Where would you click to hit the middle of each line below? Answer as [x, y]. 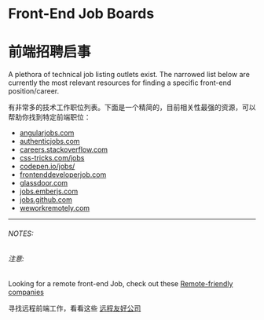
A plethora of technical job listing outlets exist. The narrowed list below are [129, 75]
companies [26, 292]
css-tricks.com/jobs [52, 158]
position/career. [34, 91]
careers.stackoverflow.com [64, 149]
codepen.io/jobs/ [47, 167]
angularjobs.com [47, 133]
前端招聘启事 [50, 52]
